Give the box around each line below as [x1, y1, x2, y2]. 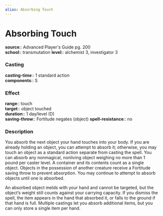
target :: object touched [5, 106, 52, 112]
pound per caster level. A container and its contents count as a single [5, 160, 145, 166]
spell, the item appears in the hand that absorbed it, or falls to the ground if [5, 195, 156, 201]
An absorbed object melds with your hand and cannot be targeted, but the [5, 185, 154, 191]
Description [5, 128, 34, 135]
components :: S [5, 77, 38, 83]
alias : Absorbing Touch [5, 7, 54, 12]
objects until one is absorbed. [5, 175, 65, 181]
